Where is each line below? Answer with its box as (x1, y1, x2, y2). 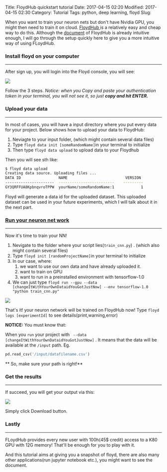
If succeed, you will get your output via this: (5, 389, 95, 395)
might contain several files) (12, 247, 68, 253)
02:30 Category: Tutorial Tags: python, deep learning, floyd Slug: (18, 9, 152, 15)
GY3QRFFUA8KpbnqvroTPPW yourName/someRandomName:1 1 (5, 185, 143, 190)
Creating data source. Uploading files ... (5, 171, 97, 176)
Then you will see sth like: (5, 156, 58, 162)
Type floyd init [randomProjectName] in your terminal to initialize (12, 253, 146, 259)
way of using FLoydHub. (5, 40, 56, 46)
